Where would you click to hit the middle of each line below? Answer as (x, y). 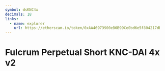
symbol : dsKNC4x (22, 10)
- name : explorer (27, 23)
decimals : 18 (18, 14)
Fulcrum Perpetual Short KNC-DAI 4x (82, 53)
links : (12, 19)
